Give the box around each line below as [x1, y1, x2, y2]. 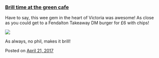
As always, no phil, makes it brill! [5, 38, 71, 44]
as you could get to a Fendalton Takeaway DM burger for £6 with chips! [5, 20, 149, 26]
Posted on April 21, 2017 [5, 48, 54, 54]
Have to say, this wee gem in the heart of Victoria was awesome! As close [5, 15, 154, 21]
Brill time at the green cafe [5, 4, 69, 11]
